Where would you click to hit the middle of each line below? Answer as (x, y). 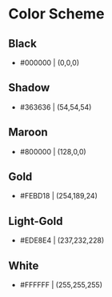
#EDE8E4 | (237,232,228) (62, 240)
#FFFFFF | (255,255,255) (61, 285)
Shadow (29, 88)
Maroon (28, 132)
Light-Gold (36, 221)
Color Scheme (56, 14)
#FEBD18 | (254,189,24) (59, 196)
